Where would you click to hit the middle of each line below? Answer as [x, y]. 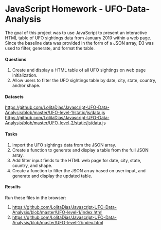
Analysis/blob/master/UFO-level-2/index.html [58, 222]
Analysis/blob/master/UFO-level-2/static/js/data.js [55, 123]
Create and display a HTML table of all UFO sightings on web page [79, 70]
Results [13, 187]
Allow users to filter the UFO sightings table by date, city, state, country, [84, 81]
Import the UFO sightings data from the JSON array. [64, 145]
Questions [16, 59]
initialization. [25, 75]
